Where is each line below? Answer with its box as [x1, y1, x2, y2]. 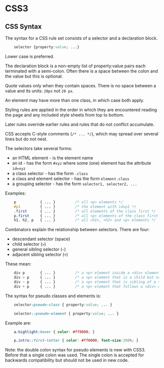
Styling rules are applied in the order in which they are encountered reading [5, 107, 157, 113]
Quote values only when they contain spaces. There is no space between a [5, 82, 156, 88]
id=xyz [12, 166, 26, 171]
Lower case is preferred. [5, 53, 55, 59]
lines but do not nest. [5, 136, 48, 142]
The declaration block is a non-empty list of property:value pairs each [5, 63, 146, 69]
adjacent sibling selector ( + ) [12, 252, 68, 257]
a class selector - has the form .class [12, 170, 88, 176]
